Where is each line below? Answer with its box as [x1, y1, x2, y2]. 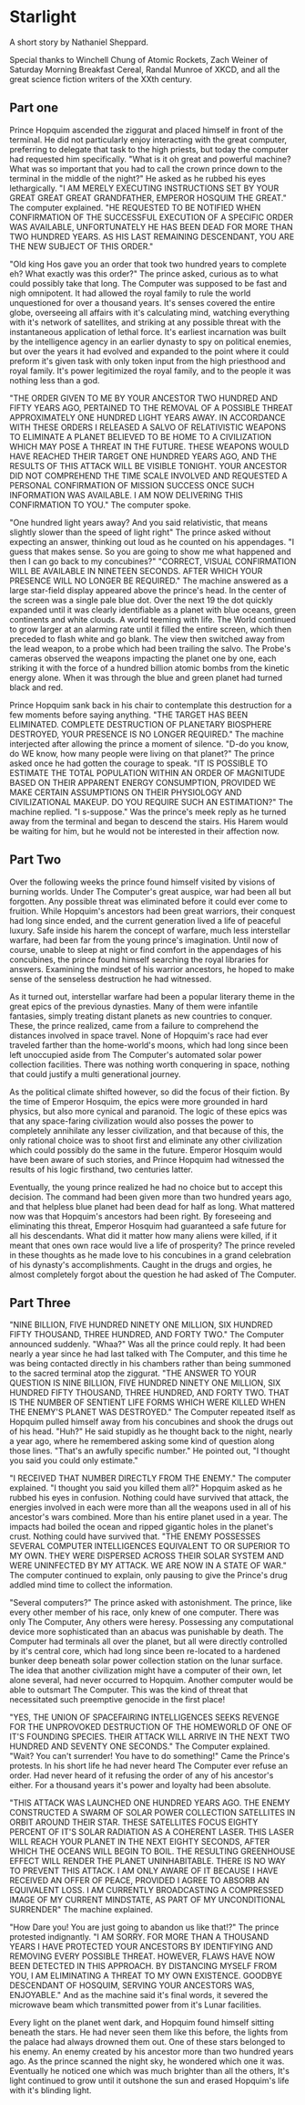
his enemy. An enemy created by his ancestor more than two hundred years [9, 2047, 294, 2058]
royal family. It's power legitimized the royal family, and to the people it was [9, 365, 291, 376]
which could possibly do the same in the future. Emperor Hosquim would [9, 1144, 282, 1156]
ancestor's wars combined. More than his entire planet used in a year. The [9, 1512, 289, 1523]
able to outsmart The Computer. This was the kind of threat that [9, 1684, 249, 1695]
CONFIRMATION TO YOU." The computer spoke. [9, 499, 191, 510]
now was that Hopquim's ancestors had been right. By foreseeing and [9, 1210, 272, 1221]
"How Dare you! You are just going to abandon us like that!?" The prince [9, 1922, 280, 1932]
